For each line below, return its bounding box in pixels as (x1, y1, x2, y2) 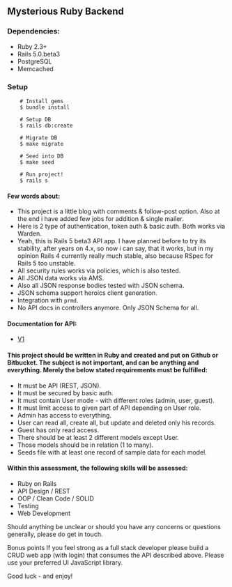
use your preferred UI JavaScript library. (7, 558, 123, 567)
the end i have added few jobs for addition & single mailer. (17, 215, 185, 223)
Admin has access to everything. (17, 411, 112, 419)
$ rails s (20, 177, 49, 184)
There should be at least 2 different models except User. (17, 433, 180, 441)
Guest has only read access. (17, 425, 100, 434)
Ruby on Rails (17, 479, 57, 487)
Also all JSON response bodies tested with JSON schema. (17, 282, 185, 290)
